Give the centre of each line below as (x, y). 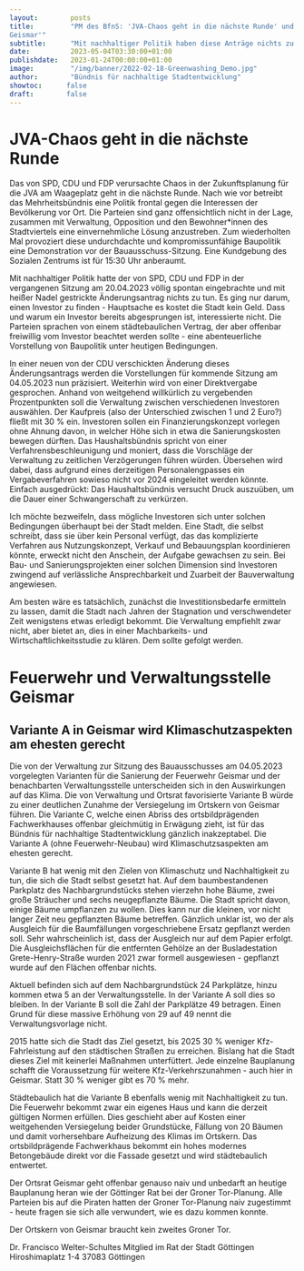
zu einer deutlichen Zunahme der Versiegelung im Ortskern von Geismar (145, 805)
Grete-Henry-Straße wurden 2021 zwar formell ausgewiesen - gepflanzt (144, 958)
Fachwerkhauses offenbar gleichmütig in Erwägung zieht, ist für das (137, 824)
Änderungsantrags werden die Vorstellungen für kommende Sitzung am (144, 373)
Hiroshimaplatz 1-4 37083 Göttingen (77, 1257)
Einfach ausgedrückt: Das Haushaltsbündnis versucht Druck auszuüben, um (152, 489)
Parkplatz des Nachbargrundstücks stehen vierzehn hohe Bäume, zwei (142, 890)
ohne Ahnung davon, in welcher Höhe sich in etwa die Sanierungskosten (145, 431)
